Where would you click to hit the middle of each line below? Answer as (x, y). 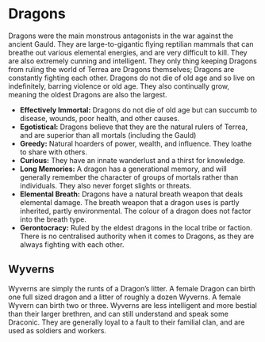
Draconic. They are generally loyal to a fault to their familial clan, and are (127, 322)
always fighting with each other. (72, 244)
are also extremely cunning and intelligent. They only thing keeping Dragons (133, 61)
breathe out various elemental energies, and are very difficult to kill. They (128, 52)
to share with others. (53, 152)
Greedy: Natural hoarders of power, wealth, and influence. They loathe (136, 143)
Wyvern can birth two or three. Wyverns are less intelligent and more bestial (133, 305)
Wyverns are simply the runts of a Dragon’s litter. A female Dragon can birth (132, 288)
